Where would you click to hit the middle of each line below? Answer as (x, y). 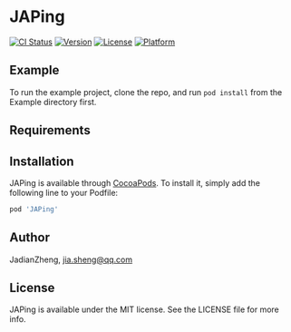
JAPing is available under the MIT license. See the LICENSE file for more (144, 309)
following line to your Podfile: (64, 192)
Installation (42, 161)
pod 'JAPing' (34, 209)
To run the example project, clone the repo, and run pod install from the (146, 92)
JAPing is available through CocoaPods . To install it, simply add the (135, 182)
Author (29, 238)
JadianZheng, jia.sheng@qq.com (71, 259)
